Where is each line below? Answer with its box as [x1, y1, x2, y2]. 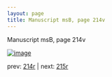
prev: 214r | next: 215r [7, 62, 68, 70]
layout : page [7, 10, 44, 17]
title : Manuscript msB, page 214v [7, 16, 106, 23]
